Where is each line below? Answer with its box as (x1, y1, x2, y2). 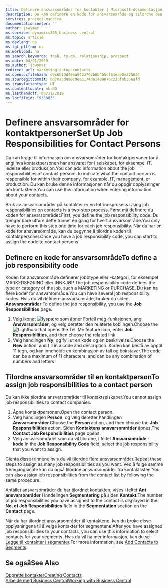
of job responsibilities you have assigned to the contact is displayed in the (5, 497, 158, 503)
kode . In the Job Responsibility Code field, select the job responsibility (12, 441, 159, 447)
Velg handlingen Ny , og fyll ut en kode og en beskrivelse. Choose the (12, 337, 154, 343)
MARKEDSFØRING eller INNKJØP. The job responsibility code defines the (5, 280, 156, 285)
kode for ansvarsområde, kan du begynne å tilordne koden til (5, 228, 131, 234)
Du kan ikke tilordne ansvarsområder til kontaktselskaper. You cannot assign (5, 394, 161, 400)
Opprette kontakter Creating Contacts (5, 572, 82, 578)
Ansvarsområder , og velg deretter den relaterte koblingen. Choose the (12, 321, 158, 327)
